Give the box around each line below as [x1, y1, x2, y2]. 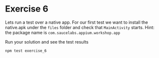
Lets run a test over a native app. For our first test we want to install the [5, 19, 148, 25]
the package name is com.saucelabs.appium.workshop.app [5, 29, 120, 35]
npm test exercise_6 [5, 48, 47, 53]
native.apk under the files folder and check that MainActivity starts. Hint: [5, 24, 155, 30]
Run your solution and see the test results [5, 39, 89, 44]
